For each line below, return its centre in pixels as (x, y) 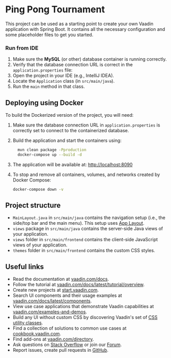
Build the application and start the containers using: (67, 140)
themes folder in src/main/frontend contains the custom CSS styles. (84, 250)
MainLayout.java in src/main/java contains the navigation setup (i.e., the (89, 218)
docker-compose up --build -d (50, 155)
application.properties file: (42, 70)
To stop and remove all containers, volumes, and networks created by (86, 174)
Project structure (33, 205)
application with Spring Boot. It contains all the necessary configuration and (85, 29)
